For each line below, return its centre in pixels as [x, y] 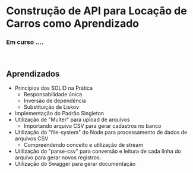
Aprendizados [33, 73]
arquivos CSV [31, 139]
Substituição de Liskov [51, 107]
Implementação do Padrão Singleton [59, 114]
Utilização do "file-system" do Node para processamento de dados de [101, 133]
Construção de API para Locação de [96, 11]
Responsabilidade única [53, 95]
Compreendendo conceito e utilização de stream [83, 145]
